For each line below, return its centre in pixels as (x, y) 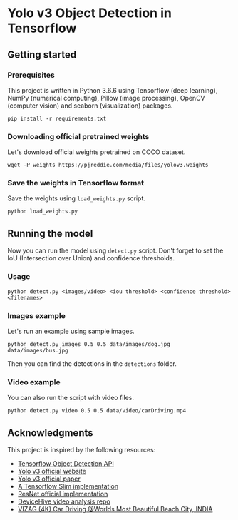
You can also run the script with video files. (71, 398)
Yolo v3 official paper (49, 479)
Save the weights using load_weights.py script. (77, 198)
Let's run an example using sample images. (71, 331)
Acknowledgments (51, 433)
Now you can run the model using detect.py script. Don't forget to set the (115, 250)
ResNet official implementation (63, 494)
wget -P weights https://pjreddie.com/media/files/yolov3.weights (108, 165)
